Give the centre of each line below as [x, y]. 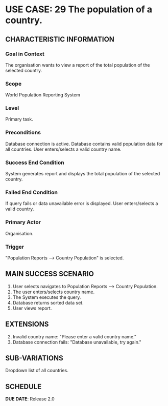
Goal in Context [25, 54]
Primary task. [19, 119]
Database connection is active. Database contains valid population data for [84, 144]
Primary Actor [23, 222]
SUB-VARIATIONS [34, 358]
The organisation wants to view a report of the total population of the [78, 65]
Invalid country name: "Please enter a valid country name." [75, 336]
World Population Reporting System [43, 95]
